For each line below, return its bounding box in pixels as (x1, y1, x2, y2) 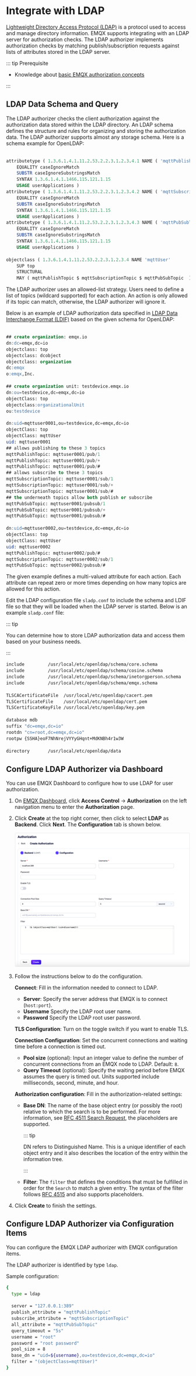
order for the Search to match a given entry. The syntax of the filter (23, 1184, 184, 1192)
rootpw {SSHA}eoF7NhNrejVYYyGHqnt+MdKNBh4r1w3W (6, 736, 124, 742)
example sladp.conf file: (6, 609, 65, 616)
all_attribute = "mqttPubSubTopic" (11, 1322, 98, 1327)
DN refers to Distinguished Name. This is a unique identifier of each (23, 1143, 185, 1150)
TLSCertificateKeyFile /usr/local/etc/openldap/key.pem (6, 705, 145, 711)
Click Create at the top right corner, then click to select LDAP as (14, 815, 169, 822)
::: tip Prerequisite (6, 60, 48, 67)
